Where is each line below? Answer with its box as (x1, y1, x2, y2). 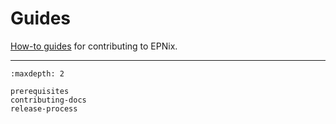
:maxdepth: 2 (10, 68, 65, 79)
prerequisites (10, 86, 70, 96)
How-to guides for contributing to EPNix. (10, 40, 178, 52)
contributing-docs (10, 95, 87, 105)
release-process (10, 103, 78, 114)
